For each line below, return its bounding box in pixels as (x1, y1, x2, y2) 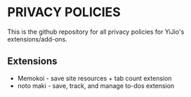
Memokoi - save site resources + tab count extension (17, 74, 172, 82)
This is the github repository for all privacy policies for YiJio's (7, 27, 185, 36)
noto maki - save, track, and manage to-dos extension (17, 82, 175, 90)
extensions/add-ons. (7, 34, 68, 43)
